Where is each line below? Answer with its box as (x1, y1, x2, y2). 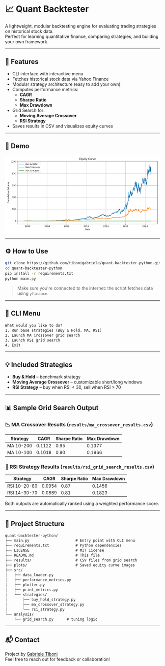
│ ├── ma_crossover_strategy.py (5, 602, 84, 607)
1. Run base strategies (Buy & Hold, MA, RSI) (5, 328, 102, 333)
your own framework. (5, 38, 49, 44)
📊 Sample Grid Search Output (5, 404, 99, 412)
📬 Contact (5, 635, 40, 644)
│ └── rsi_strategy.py (5, 607, 65, 612)
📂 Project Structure (5, 519, 65, 528)
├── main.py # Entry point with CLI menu (5, 538, 135, 543)
